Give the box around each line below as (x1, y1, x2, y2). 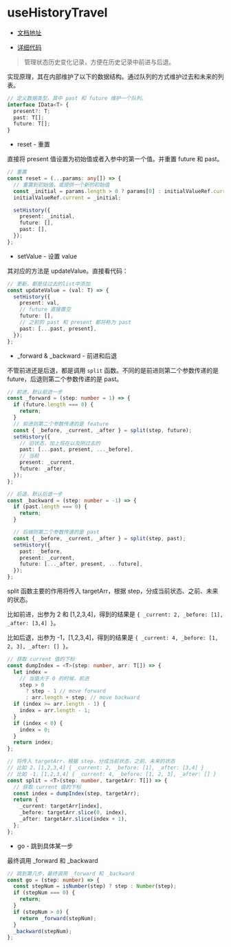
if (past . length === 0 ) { (13, 503, 88, 511)
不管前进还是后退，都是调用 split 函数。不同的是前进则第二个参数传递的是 (7, 366, 219, 374)
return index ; (13, 739, 54, 746)
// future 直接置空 (19, 306, 71, 313)
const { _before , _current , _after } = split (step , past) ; (13, 535, 186, 542)
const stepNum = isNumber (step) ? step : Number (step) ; (13, 883, 177, 890)
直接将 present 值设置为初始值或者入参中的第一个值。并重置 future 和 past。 (7, 155, 223, 163)
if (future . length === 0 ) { (13, 401, 94, 408)
